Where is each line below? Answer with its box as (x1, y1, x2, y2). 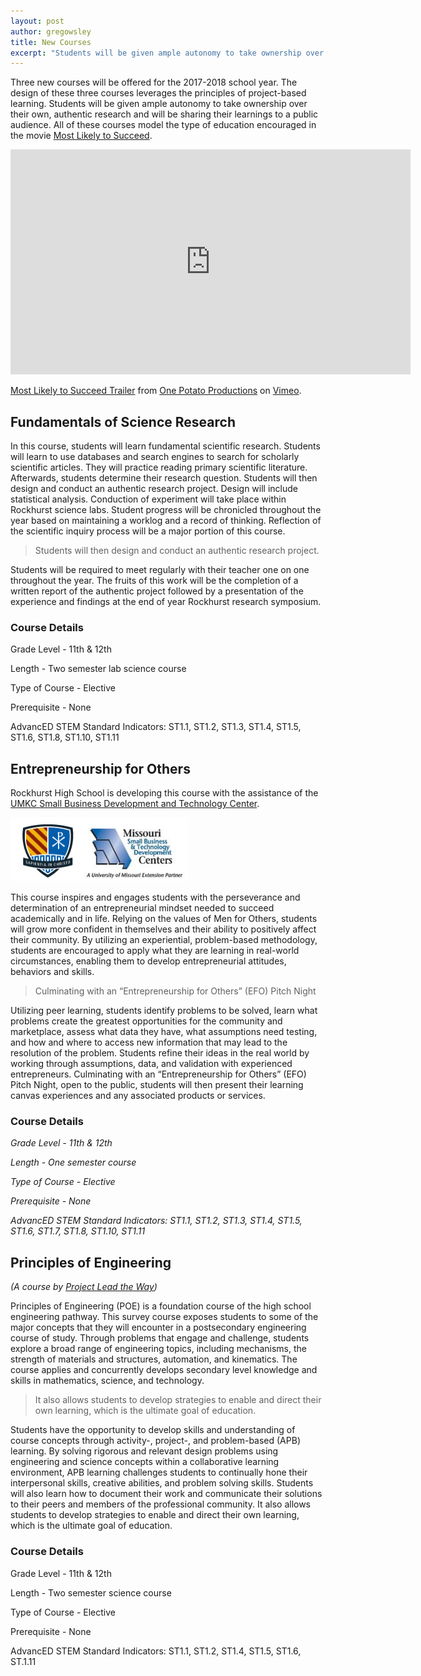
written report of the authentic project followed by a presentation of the (10, 585, 304, 597)
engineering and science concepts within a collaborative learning (10, 1456, 280, 1468)
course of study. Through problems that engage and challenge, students (10, 1332, 310, 1344)
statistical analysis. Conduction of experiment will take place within (10, 493, 287, 505)
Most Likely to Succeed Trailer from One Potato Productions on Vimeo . (10, 385, 302, 397)
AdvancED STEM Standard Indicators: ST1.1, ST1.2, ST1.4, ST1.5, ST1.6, (10, 1645, 302, 1657)
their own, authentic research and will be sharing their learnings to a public (10, 108, 319, 120)
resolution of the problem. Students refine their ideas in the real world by (10, 1047, 310, 1059)
